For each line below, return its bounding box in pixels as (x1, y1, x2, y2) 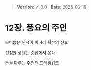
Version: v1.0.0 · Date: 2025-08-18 (16, 4, 87, 10)
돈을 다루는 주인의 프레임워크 (5, 60, 59, 66)
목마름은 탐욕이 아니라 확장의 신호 (5, 39, 68, 45)
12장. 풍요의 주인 (5, 23, 67, 33)
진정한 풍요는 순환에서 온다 (5, 49, 55, 55)
